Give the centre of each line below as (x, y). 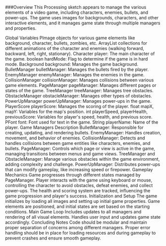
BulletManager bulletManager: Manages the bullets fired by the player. (77, 69)
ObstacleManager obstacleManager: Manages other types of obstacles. (79, 96)
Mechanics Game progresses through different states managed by (73, 175)
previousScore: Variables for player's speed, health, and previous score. (79, 117)
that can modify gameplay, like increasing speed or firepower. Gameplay (79, 170)
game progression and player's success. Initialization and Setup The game (81, 196)
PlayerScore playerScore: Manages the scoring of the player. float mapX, (80, 106)
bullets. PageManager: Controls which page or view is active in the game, (80, 149)
